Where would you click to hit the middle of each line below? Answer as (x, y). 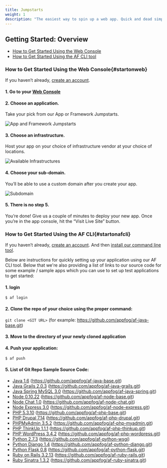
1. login (13, 287)
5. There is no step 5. (27, 205)
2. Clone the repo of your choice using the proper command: (69, 309)
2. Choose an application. (32, 103)
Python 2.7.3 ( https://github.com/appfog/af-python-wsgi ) (71, 439)
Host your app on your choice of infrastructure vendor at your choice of (79, 146)
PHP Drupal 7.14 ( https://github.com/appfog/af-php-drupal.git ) (76, 418)
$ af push (15, 359)
